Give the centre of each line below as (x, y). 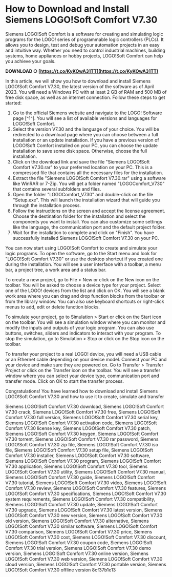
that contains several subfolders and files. (57, 189)
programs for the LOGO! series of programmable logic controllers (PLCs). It (84, 39)
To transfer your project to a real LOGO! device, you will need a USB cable (83, 354)
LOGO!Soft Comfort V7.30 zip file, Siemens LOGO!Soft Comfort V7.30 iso (82, 444)
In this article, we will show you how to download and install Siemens (78, 81)
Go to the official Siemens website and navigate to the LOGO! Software (87, 113)
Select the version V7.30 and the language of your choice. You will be (86, 129)
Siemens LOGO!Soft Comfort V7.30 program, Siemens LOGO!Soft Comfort (83, 461)
